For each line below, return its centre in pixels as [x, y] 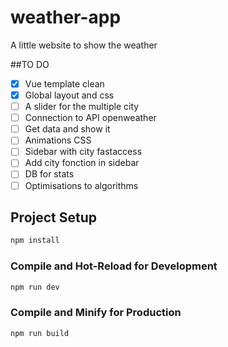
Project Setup [54, 217]
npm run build [40, 333]
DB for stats [49, 174]
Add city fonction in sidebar [82, 163]
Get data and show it [67, 129]
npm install [35, 241]
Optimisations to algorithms [81, 185]
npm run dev [35, 287]
